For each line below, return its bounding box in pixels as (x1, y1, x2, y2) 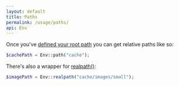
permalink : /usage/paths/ (6, 19, 69, 25)
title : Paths (6, 14, 38, 20)
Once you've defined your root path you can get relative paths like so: (6, 41, 174, 48)
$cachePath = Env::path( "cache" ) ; (6, 52, 90, 59)
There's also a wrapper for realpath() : (6, 63, 96, 70)
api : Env (6, 25, 27, 31)
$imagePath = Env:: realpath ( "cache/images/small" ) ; (6, 74, 134, 80)
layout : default (6, 8, 45, 15)
